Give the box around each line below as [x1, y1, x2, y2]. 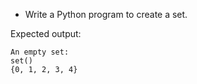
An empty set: [10, 47, 70, 57]
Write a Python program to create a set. [24, 9, 188, 20]
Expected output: [10, 28, 82, 39]
